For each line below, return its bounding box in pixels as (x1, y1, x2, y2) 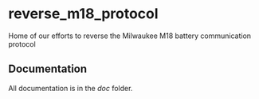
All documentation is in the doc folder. (8, 83, 133, 93)
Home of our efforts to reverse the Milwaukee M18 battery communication (8, 31, 252, 40)
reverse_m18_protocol (8, 5, 159, 23)
